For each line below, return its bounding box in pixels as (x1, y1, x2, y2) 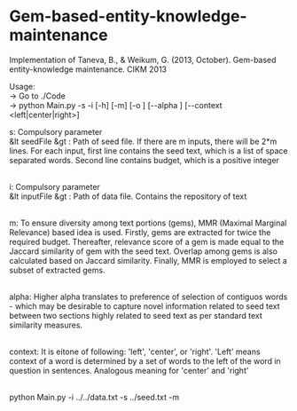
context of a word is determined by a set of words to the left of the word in (9, 355, 281, 366)
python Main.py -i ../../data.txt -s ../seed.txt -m (9, 391, 180, 402)
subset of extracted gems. (9, 265, 106, 275)
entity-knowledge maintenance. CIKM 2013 (9, 64, 167, 75)
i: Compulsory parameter (9, 181, 100, 192)
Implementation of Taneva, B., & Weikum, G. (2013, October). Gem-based (9, 54, 277, 65)
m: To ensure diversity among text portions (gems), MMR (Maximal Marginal (9, 217, 287, 228)
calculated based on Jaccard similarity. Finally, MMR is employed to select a (9, 255, 288, 265)
